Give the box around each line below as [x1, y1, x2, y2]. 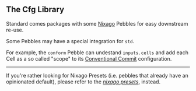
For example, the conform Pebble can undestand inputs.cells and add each [6, 49, 188, 56]
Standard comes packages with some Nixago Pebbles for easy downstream [6, 20, 188, 27]
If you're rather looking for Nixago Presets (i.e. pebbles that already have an [6, 72, 188, 79]
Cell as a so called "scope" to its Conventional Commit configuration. [6, 55, 172, 62]
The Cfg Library [6, 5, 65, 15]
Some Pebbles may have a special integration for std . [6, 37, 135, 44]
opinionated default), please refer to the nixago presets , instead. [6, 78, 161, 85]
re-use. [6, 26, 24, 33]
